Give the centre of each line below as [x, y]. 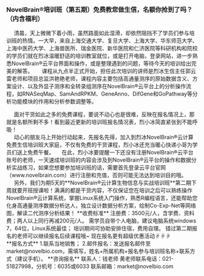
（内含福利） [25, 18]
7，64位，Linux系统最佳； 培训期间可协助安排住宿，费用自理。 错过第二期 [99, 229]
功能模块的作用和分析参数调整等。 [54, 102]
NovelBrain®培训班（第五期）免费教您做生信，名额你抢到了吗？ [100, 9]
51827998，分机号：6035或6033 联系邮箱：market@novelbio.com [90, 266]
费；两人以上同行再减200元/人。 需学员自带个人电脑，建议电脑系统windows [101, 221]
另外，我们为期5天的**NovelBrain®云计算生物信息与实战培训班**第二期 [103, 183]
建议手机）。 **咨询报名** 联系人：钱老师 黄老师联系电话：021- [95, 259]
